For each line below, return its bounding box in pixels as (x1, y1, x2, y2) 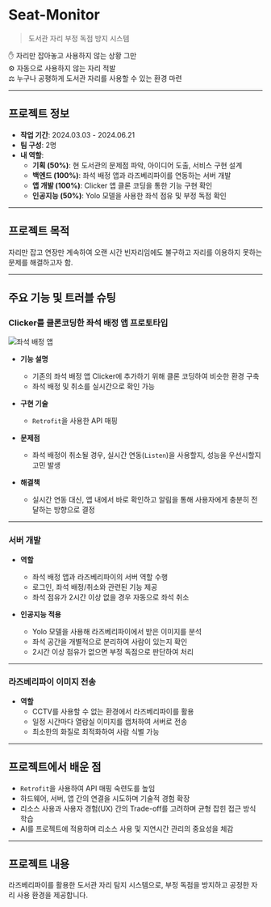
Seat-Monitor (8, 6, 101, 24)
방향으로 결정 (53, 505, 95, 515)
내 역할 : (19, 150, 44, 159)
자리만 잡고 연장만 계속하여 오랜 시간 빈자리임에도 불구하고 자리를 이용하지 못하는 (8, 247, 263, 256)
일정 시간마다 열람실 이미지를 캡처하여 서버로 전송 (31, 716, 188, 726)
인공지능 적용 (19, 609, 62, 619)
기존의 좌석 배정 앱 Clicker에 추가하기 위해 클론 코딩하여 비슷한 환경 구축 (31, 371, 260, 381)
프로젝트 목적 (8, 224, 70, 238)
